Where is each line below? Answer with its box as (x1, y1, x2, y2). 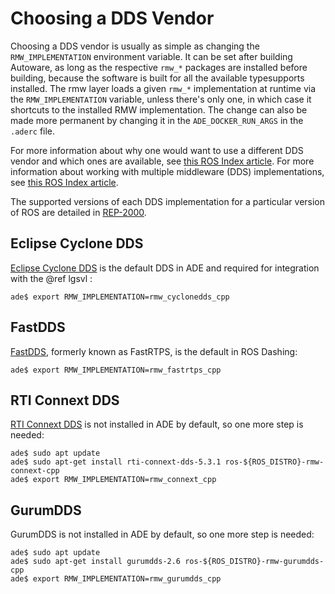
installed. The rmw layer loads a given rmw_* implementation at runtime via (10, 82, 316, 94)
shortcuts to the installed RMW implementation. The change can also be (10, 103, 308, 116)
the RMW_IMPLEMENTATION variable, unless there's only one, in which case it (10, 93, 312, 105)
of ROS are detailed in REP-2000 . (10, 206, 147, 218)
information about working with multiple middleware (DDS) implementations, (10, 165, 325, 177)
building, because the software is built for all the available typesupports (10, 72, 305, 84)
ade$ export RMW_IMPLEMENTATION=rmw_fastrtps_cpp (10, 365, 222, 375)
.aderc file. (10, 125, 56, 137)
